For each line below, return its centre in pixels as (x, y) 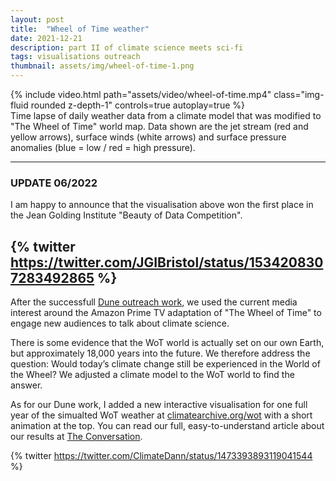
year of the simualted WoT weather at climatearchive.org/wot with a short (161, 415)
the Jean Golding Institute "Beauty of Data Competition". (126, 215)
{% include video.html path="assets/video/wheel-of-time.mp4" (141, 94)
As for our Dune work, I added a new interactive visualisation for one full (159, 405)
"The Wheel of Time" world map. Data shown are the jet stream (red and (159, 126)
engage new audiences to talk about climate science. (120, 323)
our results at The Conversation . (76, 437)
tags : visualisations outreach (75, 57)
